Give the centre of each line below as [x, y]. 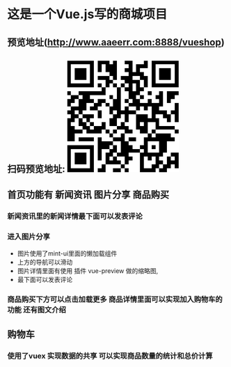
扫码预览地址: [37, 169]
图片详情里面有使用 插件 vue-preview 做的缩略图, [88, 271]
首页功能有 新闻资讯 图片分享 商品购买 [88, 195]
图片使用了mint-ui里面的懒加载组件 [67, 253]
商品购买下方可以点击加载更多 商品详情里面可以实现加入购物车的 [115, 299]
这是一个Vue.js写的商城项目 [87, 14]
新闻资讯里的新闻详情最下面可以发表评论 [75, 217]
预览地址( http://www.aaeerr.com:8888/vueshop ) [116, 42]
